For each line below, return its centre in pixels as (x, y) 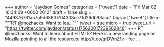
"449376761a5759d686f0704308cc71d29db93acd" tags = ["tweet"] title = (82, 18)
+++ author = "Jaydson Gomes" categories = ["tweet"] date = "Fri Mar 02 (81, 7)
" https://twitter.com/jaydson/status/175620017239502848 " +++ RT (74, 28)
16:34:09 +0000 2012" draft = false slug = (48, 12)
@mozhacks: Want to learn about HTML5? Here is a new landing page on (80, 34)
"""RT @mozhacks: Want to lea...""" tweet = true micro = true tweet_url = (80, 23)
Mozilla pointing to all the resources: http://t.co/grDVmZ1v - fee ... (73, 39)
